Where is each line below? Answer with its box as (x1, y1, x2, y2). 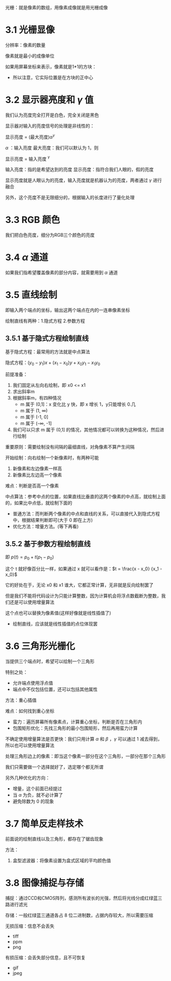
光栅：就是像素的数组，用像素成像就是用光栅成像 (5, 5, 108, 10)
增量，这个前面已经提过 (12, 786, 62, 792)
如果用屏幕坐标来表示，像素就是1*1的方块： (5, 63, 97, 70)
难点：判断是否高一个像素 (5, 483, 59, 489)
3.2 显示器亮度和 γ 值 (5, 94, 94, 106)
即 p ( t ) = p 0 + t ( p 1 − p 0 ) (5, 554, 54, 562)
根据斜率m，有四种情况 (12, 395, 62, 401)
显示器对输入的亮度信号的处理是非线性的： (5, 123, 95, 129)
